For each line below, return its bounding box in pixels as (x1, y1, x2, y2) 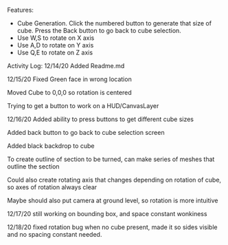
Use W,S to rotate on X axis (16, 34, 95, 42)
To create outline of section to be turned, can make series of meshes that (7, 155, 215, 163)
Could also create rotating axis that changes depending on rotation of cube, (7, 175, 222, 184)
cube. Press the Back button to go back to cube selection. (16, 27, 182, 34)
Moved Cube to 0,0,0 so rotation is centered (7, 89, 132, 96)
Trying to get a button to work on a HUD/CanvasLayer (7, 102, 159, 109)
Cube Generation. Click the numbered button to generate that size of (16, 19, 212, 27)
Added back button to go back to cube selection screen (7, 129, 165, 136)
